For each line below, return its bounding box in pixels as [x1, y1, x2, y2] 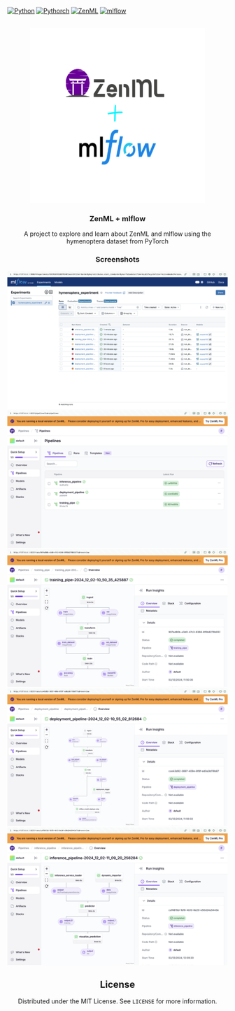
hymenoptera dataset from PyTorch [66, 237, 169, 246]
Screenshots [95, 255, 140, 264]
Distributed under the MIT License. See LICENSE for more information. [17, 997, 218, 1005]
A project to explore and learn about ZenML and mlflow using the [24, 229, 211, 238]
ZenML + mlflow [89, 213, 146, 223]
